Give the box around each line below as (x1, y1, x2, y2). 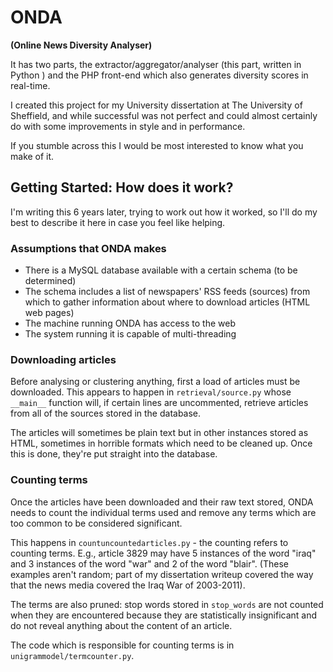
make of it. (10, 150, 55, 162)
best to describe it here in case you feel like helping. (10, 216, 226, 228)
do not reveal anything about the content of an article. (10, 619, 233, 631)
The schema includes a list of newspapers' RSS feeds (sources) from (24, 286, 311, 298)
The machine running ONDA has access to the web (24, 317, 237, 330)
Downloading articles (10, 352, 117, 366)
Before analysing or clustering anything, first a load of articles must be (10, 376, 301, 388)
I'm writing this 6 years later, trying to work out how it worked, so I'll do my (10, 206, 318, 218)
